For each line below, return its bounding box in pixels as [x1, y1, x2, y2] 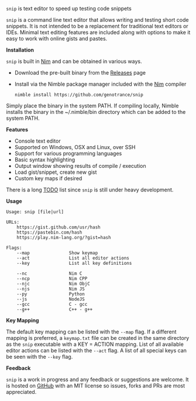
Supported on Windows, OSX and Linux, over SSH [14, 144, 136, 150]
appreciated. [6, 389, 37, 395]
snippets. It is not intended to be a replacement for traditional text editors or [6, 23, 188, 29]
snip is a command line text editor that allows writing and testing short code [6, 16, 189, 23]
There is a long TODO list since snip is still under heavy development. [6, 186, 174, 193]
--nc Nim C [16, 271, 82, 277]
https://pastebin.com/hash [16, 230, 82, 235]
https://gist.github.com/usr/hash [16, 224, 101, 230]
